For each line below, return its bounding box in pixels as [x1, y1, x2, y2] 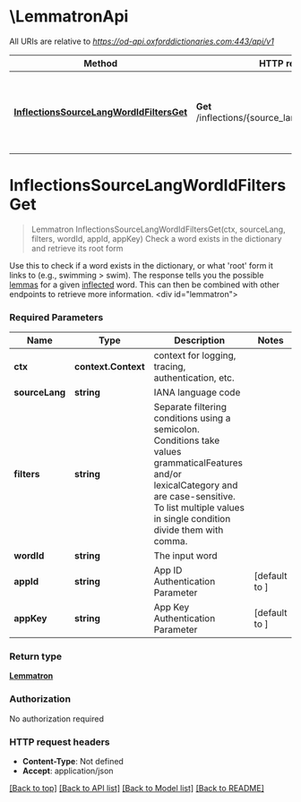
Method [83, 56, 118, 69]
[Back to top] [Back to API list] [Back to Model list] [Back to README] [9, 783, 264, 794]
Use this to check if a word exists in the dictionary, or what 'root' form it [9, 260, 273, 270]
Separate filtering [153, 401, 227, 414]
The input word [153, 550, 218, 562]
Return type [9, 651, 63, 663]
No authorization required [9, 713, 105, 724]
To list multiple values [153, 501, 245, 514]
